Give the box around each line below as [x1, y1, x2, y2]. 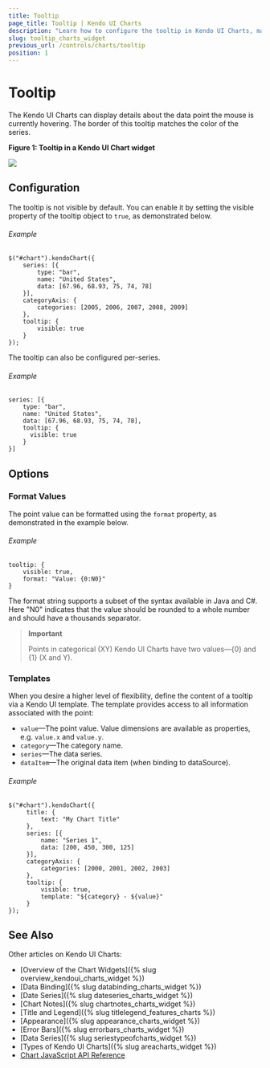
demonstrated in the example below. [8, 517, 129, 527]
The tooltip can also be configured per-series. [8, 353, 161, 362]
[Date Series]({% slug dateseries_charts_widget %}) [19, 991, 194, 1001]
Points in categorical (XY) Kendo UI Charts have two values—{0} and [27, 644, 257, 654]
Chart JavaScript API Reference [19, 1050, 126, 1060]
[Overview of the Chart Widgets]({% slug [19, 965, 157, 975]
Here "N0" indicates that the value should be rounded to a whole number [8, 605, 251, 614]
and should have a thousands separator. [8, 613, 141, 623]
